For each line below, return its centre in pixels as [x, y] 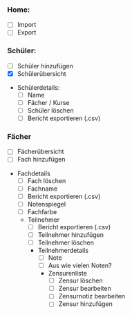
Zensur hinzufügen [85, 304]
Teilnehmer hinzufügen [71, 235]
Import [27, 25]
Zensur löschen [81, 280]
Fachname [43, 189]
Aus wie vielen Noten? [80, 266]
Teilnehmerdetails [63, 251]
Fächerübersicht [40, 152]
